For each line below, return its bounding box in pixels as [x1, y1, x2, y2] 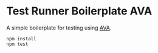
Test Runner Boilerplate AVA [6, 4, 153, 18]
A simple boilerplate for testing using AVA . [6, 24, 112, 31]
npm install [6, 36, 36, 42]
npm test [6, 41, 29, 47]
